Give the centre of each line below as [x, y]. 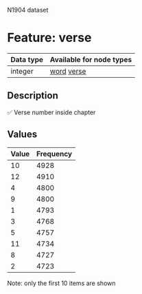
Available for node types [91, 59]
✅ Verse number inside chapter [51, 112]
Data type [27, 59]
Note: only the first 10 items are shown [61, 283]
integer [22, 71]
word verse [68, 71]
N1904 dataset [28, 10]
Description [33, 96]
